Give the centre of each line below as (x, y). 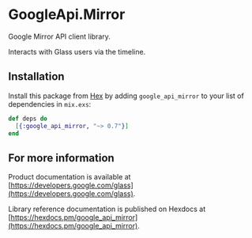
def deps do (28, 119)
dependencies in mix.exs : (50, 104)
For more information (61, 158)
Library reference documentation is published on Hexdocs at (107, 209)
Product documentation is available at (70, 177)
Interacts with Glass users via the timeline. (77, 51)
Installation (36, 77)
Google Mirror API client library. (59, 36)
